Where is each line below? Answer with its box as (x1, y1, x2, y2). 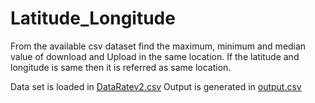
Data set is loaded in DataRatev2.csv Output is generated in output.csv (10, 80, 302, 92)
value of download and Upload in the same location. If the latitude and (10, 50, 300, 62)
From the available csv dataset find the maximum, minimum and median (10, 40, 307, 52)
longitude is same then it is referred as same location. (10, 61, 232, 73)
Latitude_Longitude (10, 7, 176, 30)
